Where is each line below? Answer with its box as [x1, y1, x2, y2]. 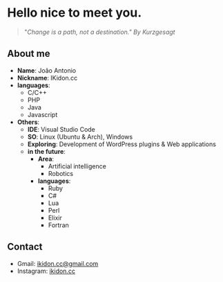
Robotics [48, 169, 74, 177]
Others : [17, 118, 40, 126]
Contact [7, 241, 43, 253]
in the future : [27, 147, 66, 155]
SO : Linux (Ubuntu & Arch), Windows [27, 132, 133, 141]
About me [7, 48, 50, 60]
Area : [37, 155, 54, 163]
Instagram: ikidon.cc [17, 267, 76, 275]
